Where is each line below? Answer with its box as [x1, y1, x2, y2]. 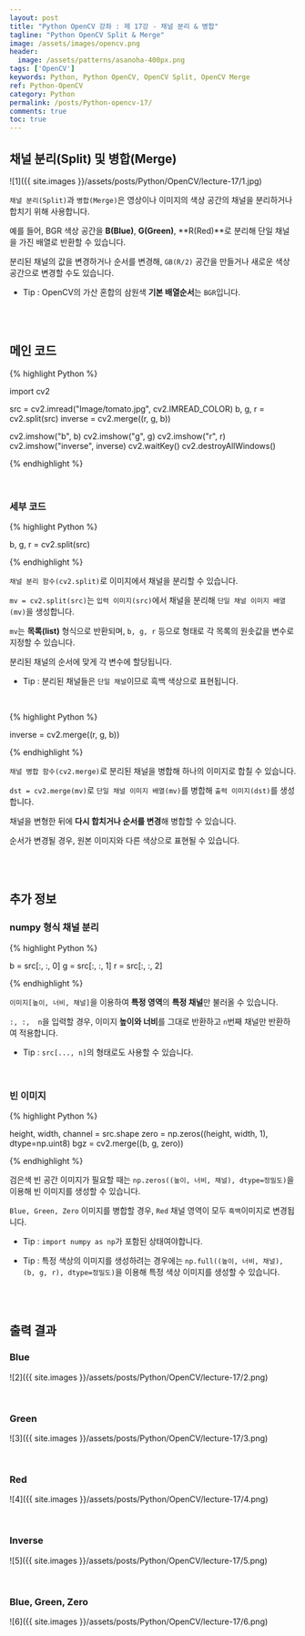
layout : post [9, 13, 59, 23]
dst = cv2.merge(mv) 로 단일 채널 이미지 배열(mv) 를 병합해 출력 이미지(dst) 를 [9, 785, 279, 796]
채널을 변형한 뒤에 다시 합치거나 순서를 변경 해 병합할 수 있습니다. [9, 816, 237, 827]
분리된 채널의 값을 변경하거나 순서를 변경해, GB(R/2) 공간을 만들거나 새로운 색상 [9, 256, 290, 267]
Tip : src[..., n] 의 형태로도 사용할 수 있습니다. [22, 1047, 194, 1058]
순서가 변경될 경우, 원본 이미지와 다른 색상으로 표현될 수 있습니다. [9, 835, 240, 846]
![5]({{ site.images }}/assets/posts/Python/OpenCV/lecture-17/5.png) [9, 1555, 269, 1566]
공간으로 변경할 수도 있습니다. [9, 267, 115, 278]
